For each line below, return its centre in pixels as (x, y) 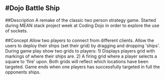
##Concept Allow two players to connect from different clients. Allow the (80, 40)
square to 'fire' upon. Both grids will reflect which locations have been (77, 61)
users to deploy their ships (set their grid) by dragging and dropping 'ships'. (82, 45)
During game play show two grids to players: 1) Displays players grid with (80, 51)
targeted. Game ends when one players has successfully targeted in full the (82, 67)
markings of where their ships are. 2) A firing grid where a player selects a (81, 56)
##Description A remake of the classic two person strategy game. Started (81, 20)
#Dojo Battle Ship (33, 8)
